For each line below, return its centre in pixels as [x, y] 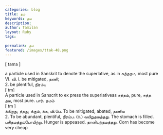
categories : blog [23, 9]
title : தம [15, 14]
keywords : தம [18, 18]
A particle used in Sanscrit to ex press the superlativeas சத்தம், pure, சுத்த [78, 95]
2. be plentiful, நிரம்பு [26, 84]
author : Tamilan [21, 28]
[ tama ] [13, 64]
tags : [10, 37]
